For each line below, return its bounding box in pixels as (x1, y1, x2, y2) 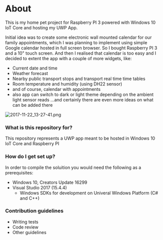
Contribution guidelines (5, 207, 64, 214)
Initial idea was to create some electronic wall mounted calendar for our (5, 34, 152, 40)
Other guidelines (12, 229, 47, 235)
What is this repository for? (5, 124, 73, 131)
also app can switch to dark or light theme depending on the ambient (12, 91, 154, 97)
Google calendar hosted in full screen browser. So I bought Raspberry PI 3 (5, 45, 158, 51)
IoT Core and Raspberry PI (5, 141, 60, 147)
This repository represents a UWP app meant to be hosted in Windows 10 (5, 135, 156, 142)
